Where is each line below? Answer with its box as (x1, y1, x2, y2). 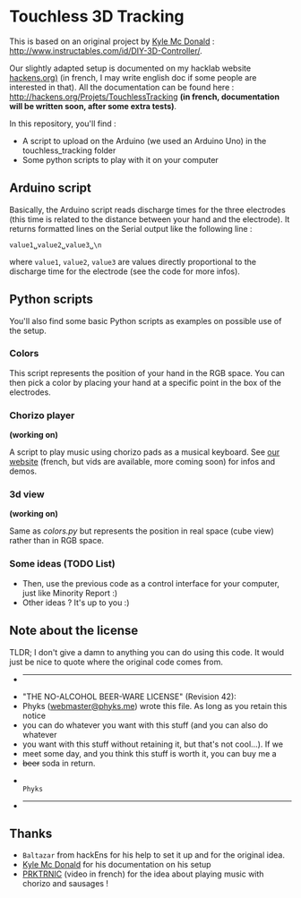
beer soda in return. (21, 757, 96, 768)
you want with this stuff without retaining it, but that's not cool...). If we (21, 739, 284, 749)
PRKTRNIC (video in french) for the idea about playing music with (21, 868, 264, 879)
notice (21, 710, 47, 721)
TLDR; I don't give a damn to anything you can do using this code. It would (9, 646, 285, 657)
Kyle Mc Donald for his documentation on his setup (21, 860, 212, 870)
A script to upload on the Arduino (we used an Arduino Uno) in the (21, 135, 267, 146)
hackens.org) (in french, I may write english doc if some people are (9, 72, 257, 82)
